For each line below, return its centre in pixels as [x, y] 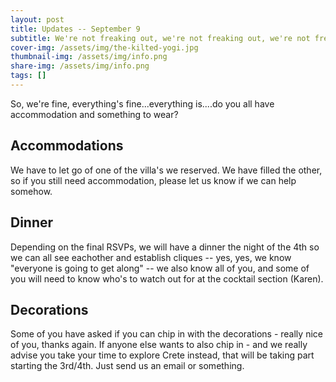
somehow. [31, 191]
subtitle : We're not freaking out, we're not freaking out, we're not [160, 38]
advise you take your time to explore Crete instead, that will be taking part [162, 355]
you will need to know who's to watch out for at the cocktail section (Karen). [167, 278]
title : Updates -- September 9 [75, 29]
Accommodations [67, 146]
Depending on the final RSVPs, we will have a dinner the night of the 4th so [165, 247]
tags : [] [28, 76]
